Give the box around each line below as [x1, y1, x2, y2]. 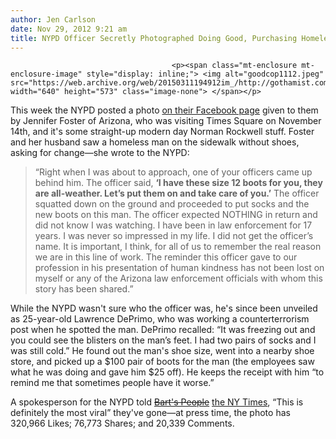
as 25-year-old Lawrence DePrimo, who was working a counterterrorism [10, 313, 310, 325]
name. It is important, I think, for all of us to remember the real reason [34, 241, 322, 253]
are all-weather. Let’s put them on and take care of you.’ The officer [34, 187, 320, 200]
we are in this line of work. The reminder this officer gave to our [34, 251, 298, 263]
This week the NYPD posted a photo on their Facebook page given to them [10, 104, 319, 116]
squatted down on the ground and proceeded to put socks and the [34, 198, 310, 210]
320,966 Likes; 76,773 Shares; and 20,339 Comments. [10, 417, 235, 430]
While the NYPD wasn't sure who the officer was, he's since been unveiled [10, 302, 318, 315]
